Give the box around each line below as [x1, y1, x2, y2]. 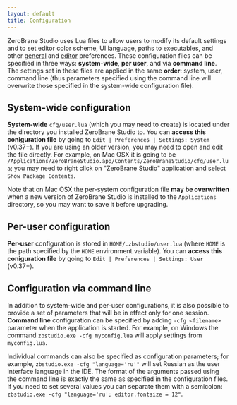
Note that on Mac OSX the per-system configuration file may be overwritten [7, 185, 229, 194]
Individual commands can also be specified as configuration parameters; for [7, 352, 229, 361]
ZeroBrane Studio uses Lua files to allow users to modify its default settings [7, 36, 227, 44]
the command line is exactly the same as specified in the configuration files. [7, 375, 229, 383]
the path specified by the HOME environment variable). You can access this [7, 247, 223, 255]
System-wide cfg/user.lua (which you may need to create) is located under [7, 121, 230, 129]
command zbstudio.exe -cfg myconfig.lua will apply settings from [7, 331, 202, 339]
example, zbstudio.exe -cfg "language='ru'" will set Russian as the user [7, 359, 221, 368]
